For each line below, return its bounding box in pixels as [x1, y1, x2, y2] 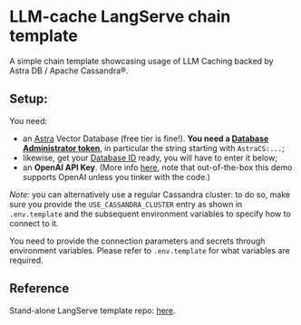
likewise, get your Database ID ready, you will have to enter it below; [22, 152, 278, 163]
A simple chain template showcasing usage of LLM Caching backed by [9, 55, 274, 66]
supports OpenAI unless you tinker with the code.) [22, 171, 211, 182]
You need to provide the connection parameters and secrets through [9, 235, 266, 246]
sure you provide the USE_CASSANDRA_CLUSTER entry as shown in [9, 198, 243, 209]
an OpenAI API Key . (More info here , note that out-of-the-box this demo [22, 161, 293, 173]
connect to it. [9, 217, 59, 228]
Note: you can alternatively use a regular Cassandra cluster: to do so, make [9, 188, 291, 200]
